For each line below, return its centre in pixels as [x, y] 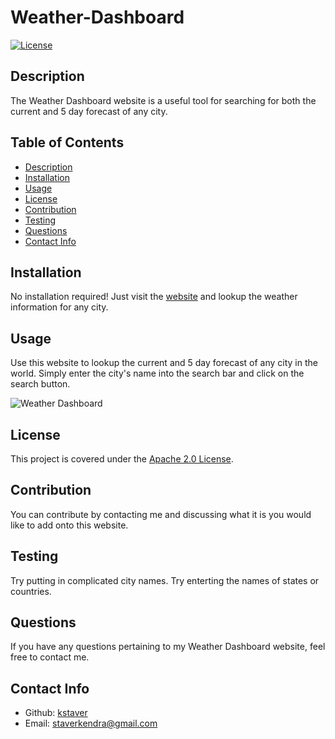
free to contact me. [50, 657]
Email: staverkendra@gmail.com [91, 723]
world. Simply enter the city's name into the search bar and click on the [157, 373]
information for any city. [59, 307]
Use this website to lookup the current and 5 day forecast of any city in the [164, 363]
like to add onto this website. [69, 525]
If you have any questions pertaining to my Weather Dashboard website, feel [168, 647]
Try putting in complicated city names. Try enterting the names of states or [165, 580]
